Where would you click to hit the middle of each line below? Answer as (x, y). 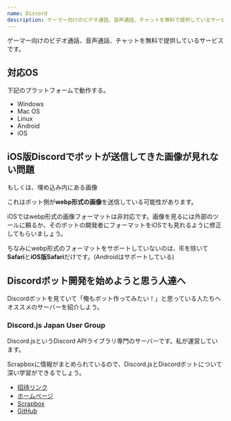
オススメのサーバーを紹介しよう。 (55, 307)
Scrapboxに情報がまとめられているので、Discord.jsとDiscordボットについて (115, 364)
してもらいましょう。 (37, 234)
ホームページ (35, 396)
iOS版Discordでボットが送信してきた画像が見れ (108, 156)
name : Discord (27, 13)
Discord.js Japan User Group (56, 325)
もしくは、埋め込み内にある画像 (52, 187)
